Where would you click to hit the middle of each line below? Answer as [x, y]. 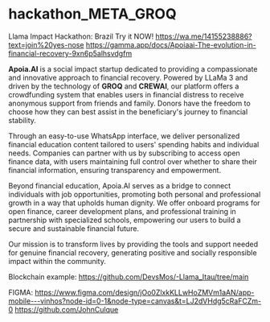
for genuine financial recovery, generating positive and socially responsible [133, 252]
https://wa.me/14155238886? [204, 36]
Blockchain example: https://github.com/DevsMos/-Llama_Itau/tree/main [129, 277]
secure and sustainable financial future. [74, 228]
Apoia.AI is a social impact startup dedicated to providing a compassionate [133, 68]
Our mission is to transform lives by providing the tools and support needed [133, 244]
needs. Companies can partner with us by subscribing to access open [125, 153]
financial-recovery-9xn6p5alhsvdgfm [70, 53]
